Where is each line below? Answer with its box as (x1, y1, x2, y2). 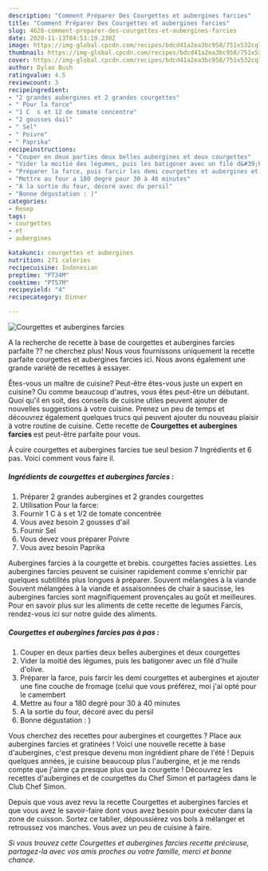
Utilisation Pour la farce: (19, 500, 99, 509)
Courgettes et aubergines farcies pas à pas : (8, 628, 160, 637)
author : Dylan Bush (8, 64, 73, 72)
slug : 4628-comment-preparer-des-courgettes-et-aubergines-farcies (8, 26, 238, 34)
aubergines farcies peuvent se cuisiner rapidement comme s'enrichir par (8, 566, 247, 576)
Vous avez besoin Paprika (19, 542, 105, 552)
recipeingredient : (8, 85, 69, 94)
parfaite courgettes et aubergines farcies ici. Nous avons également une (8, 354, 246, 364)
